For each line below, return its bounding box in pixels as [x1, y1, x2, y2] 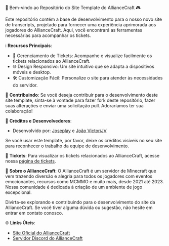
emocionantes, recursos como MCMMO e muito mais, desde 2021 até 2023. [5, 179, 164, 184]
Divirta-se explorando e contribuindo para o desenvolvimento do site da [5, 199, 155, 205]
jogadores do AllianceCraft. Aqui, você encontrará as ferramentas [5, 27, 143, 33]
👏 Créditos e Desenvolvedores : [5, 118, 72, 124]
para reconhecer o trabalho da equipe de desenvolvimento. [5, 143, 129, 149]
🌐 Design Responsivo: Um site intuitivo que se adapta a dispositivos [12, 63, 154, 69]
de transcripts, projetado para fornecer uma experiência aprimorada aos [5, 22, 156, 27]
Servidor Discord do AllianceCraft [12, 235, 83, 241]
